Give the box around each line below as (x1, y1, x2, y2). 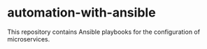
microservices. (7, 35, 50, 43)
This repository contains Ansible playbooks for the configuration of (7, 28, 201, 36)
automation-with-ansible (7, 5, 156, 21)
